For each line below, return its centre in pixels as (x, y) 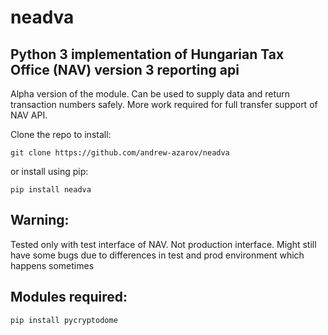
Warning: (40, 220)
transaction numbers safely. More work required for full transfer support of (164, 104)
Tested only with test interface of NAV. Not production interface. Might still (163, 244)
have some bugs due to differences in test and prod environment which (157, 255)
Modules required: (69, 297)
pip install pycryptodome (64, 320)
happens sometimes (52, 265)
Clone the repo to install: (61, 134)
